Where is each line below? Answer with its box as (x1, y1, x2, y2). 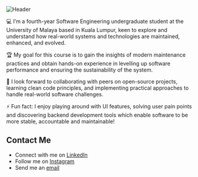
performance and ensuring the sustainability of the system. (6, 66, 153, 73)
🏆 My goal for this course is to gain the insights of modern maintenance (6, 51, 186, 58)
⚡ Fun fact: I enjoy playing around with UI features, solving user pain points (6, 103, 193, 110)
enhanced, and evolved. (6, 39, 66, 46)
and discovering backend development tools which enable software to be (6, 111, 188, 119)
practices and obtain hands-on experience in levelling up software (6, 60, 171, 67)
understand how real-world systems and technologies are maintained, (6, 33, 181, 40)
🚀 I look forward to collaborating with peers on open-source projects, (6, 78, 178, 85)
